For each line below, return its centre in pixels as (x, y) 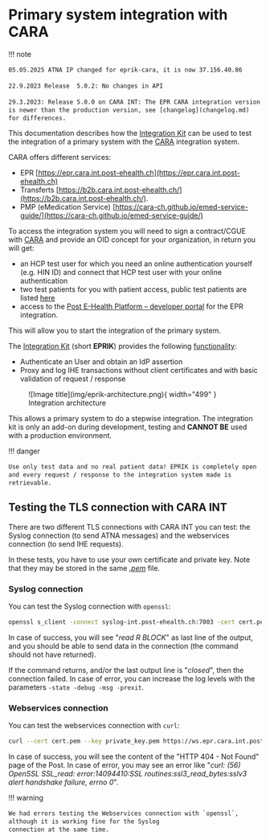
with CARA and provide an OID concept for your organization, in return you (132, 240)
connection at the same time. (59, 830)
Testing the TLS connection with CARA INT (118, 508)
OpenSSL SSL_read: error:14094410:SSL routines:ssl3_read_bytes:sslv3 (128, 774)
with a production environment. (60, 435)
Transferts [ (39, 190)
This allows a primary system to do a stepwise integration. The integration (131, 418)
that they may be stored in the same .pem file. (84, 568)
